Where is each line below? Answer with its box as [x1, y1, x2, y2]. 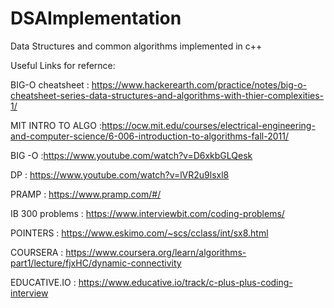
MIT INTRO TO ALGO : [10, 119, 102, 131]
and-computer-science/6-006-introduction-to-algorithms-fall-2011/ [10, 130, 289, 142]
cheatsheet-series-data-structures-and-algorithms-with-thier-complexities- [10, 89, 325, 101]
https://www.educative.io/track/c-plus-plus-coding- [78, 276, 293, 288]
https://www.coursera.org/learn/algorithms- [65, 246, 247, 258]
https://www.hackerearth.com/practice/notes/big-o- [91, 78, 308, 91]
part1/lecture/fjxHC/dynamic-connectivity [10, 257, 182, 269]
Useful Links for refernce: [10, 59, 116, 71]
